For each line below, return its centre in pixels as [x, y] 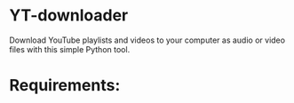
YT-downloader [69, 16]
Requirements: [65, 86]
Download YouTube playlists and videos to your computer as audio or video [147, 40]
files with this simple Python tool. [70, 49]
